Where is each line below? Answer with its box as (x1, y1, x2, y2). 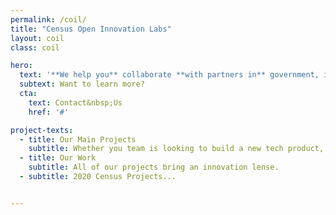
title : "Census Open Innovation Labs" (10, 24, 172, 34)
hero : (10, 61, 33, 71)
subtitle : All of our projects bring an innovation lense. (28, 162, 280, 173)
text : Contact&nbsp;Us (28, 97, 123, 108)
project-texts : (10, 125, 74, 135)
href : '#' (28, 107, 70, 117)
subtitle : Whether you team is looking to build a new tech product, (28, 144, 325, 154)
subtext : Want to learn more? (19, 79, 145, 90)
